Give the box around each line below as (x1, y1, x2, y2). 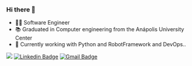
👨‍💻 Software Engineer (14, 19, 70, 26)
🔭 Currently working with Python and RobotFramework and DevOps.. (14, 41, 186, 48)
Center (14, 34, 33, 41)
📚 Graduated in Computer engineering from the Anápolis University (14, 26, 184, 33)
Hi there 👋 (6, 5, 36, 14)
